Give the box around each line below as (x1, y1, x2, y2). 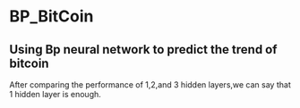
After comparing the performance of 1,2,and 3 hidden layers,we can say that (9, 79, 291, 90)
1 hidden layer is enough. (9, 89, 101, 99)
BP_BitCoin (9, 6, 94, 27)
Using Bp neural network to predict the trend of (9, 42, 278, 57)
